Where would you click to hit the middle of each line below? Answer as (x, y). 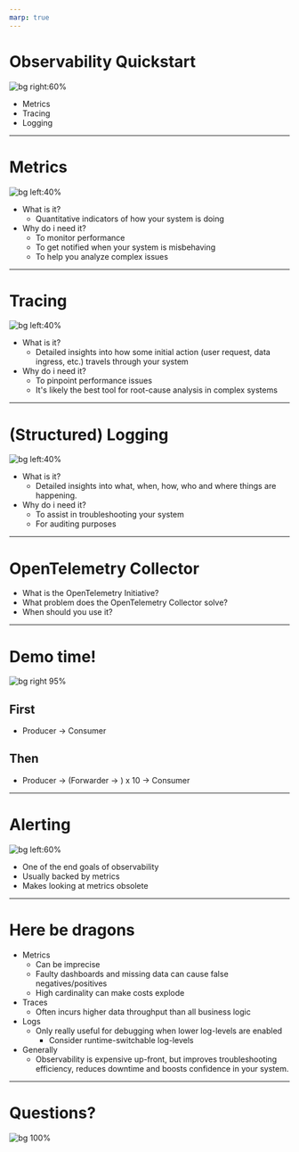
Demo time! (53, 656)
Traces (35, 1002)
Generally (40, 1049)
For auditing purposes (76, 524)
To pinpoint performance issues (94, 381)
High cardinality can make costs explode (110, 992)
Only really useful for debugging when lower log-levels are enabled (159, 1031)
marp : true (29, 17)
